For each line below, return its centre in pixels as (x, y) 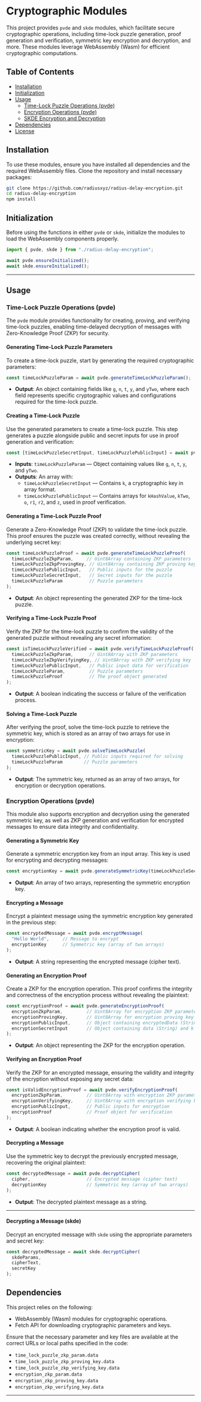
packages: (19, 177)
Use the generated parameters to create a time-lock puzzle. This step (92, 429)
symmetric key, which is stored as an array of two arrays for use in (88, 733)
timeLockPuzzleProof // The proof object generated (89, 677)
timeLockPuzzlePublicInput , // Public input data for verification (100, 666)
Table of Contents (40, 72)
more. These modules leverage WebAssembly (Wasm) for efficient (88, 47)
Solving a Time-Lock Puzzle (42, 714)
